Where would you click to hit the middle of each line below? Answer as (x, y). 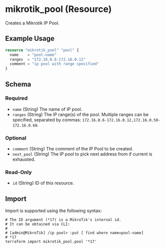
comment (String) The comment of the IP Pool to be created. (73, 149)
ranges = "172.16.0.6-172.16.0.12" (48, 59)
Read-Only (19, 172)
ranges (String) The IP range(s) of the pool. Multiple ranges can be (80, 114)
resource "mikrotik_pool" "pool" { (42, 50)
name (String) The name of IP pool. (47, 109)
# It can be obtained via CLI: (38, 224)
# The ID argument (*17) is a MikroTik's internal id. (63, 220)
